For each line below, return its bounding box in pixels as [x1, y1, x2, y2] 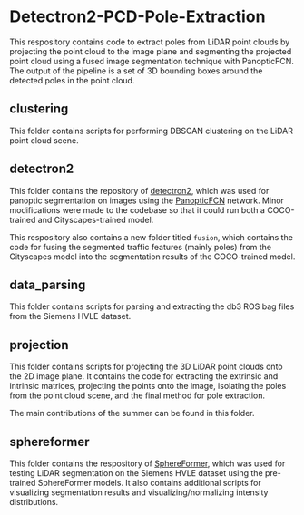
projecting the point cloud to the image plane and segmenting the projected [9, 45, 292, 56]
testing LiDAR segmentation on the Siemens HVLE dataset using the [9, 468, 263, 478]
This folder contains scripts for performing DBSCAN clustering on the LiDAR [9, 125, 293, 136]
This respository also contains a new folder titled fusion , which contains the [9, 231, 293, 242]
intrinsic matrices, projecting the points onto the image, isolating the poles [9, 381, 287, 392]
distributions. [9, 497, 59, 507]
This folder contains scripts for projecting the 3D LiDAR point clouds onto [9, 361, 283, 373]
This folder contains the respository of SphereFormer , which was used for [9, 458, 286, 469]
